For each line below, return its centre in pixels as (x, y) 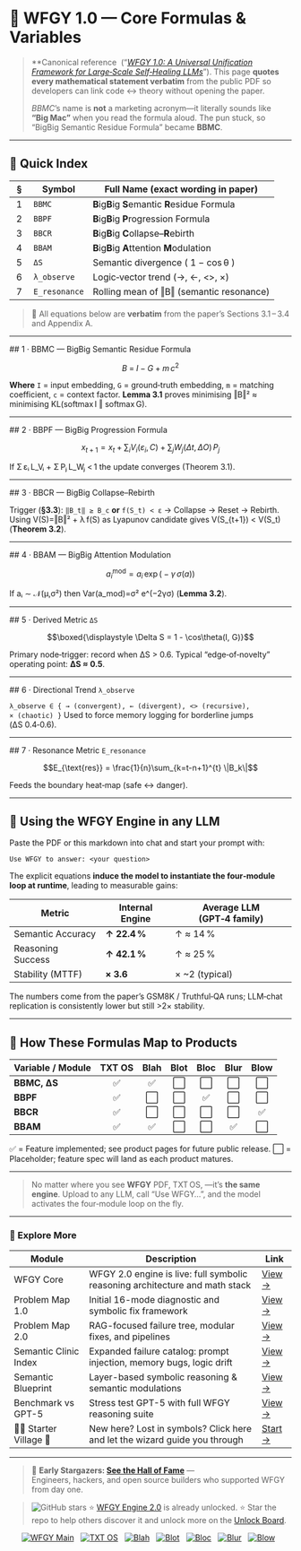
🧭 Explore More (43, 1235)
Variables (46, 37)
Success (32, 960)
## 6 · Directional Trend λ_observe (72, 689)
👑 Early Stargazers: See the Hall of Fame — (113, 1470)
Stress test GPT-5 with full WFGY (159, 1402)
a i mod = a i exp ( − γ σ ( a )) (150, 574)
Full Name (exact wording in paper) (181, 189)
